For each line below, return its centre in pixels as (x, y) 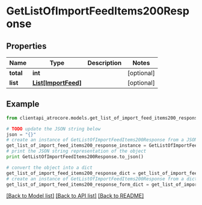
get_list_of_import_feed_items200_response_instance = (76, 145)
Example (23, 104)
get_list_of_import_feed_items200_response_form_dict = (78, 185)
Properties (26, 46)
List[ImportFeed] (57, 83)
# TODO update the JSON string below (54, 129)
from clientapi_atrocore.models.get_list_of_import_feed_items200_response (103, 118)
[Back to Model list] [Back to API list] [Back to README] (75, 196)
